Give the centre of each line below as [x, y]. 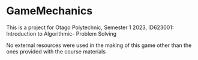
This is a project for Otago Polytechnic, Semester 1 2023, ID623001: [90, 27]
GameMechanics [49, 11]
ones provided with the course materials [56, 51]
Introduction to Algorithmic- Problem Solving [61, 33]
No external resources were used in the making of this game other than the [99, 45]
